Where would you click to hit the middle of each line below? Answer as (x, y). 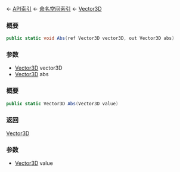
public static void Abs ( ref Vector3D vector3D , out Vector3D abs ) (90, 38)
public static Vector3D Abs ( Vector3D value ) (62, 104)
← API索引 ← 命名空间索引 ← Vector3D (54, 9)
